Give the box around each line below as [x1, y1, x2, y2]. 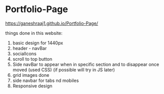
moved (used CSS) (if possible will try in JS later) [12, 67, 115, 73]
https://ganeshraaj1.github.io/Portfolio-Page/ [5, 20, 99, 26]
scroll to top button [12, 56, 52, 62]
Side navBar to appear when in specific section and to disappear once [12, 61, 159, 67]
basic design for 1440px [12, 39, 63, 46]
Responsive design [12, 82, 53, 89]
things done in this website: [5, 30, 63, 36]
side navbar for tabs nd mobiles [12, 77, 79, 83]
